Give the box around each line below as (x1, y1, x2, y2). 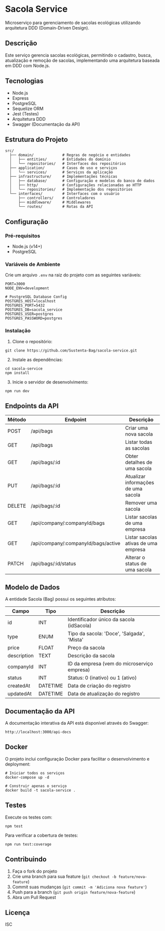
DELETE (7, 502, 26, 509)
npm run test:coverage (5, 842, 52, 847)
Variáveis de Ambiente (5, 261, 60, 268)
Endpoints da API (5, 402, 59, 411)
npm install (5, 370, 29, 375)
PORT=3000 (5, 281, 26, 287)
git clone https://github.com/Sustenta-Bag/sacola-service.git (5, 348, 137, 353)
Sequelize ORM (12, 106, 44, 111)
